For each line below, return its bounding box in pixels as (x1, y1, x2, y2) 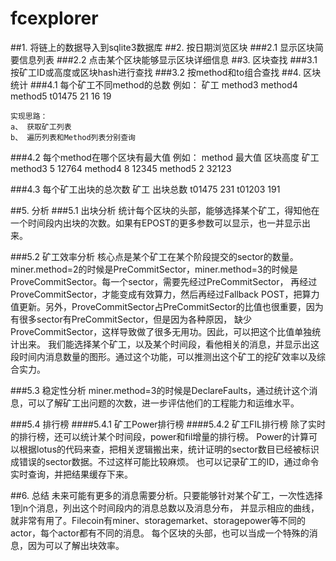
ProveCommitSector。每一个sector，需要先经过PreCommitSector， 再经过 (10, 275, 318, 287)
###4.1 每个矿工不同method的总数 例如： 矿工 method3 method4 (29, 78, 298, 91)
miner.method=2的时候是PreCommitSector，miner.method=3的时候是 (10, 263, 298, 275)
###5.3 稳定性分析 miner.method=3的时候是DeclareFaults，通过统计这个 (10, 384, 310, 396)
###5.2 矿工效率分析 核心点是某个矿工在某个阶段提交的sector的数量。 (10, 250, 299, 262)
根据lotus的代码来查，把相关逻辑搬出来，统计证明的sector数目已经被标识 (18, 443, 320, 455)
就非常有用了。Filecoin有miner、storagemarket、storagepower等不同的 (10, 514, 306, 526)
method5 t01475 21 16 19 (10, 90, 112, 102)
